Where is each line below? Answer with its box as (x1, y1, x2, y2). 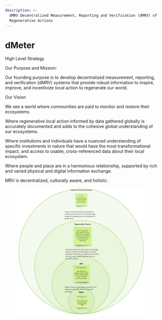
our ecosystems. (5, 129, 39, 135)
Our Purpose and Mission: (5, 65, 57, 71)
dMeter (5, 39, 35, 51)
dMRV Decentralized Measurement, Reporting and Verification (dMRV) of (9, 13, 158, 18)
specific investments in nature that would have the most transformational (5, 143, 151, 149)
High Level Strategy (5, 56, 45, 62)
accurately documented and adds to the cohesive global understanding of (5, 124, 153, 129)
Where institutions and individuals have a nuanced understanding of (5, 138, 142, 144)
